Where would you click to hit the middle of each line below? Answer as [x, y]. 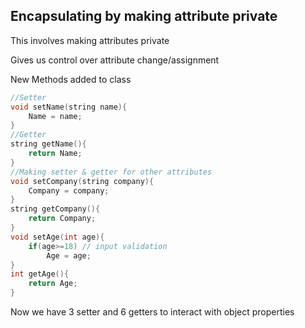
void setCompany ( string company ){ [82, 181]
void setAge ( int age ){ [57, 237]
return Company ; [62, 219]
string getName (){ [48, 144]
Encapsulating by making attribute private [144, 16]
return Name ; [55, 154]
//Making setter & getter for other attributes [111, 172]
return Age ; [53, 284]
